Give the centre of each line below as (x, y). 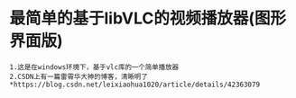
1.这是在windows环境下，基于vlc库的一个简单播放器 (94, 67)
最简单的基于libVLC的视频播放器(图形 (148, 18)
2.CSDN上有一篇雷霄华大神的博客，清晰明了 (79, 76)
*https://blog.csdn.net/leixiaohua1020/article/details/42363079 (134, 85)
